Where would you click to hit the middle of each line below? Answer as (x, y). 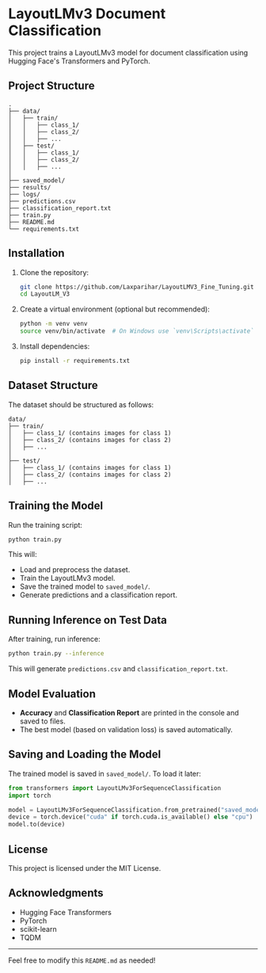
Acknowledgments (56, 893)
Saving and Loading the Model (85, 755)
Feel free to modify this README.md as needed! (82, 960)
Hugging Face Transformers (66, 912)
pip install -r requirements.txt (75, 361)
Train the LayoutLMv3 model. (68, 578)
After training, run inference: (54, 639)
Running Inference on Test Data (88, 620)
